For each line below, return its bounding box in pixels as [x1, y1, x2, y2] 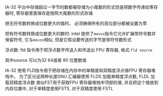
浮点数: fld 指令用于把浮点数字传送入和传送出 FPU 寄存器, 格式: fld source [5, 47, 153, 53]
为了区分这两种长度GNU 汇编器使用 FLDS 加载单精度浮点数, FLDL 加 [18, 74, 155, 79]
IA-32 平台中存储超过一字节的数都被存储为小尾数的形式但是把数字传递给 [5, 4, 150, 10]
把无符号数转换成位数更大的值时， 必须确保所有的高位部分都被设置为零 [5, 21, 147, 26]
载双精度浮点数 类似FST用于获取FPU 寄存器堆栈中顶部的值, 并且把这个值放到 [5, 80, 159, 85]
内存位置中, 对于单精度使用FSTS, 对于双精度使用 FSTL [5, 86, 113, 91]
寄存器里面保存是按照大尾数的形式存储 [16, 10, 93, 16]
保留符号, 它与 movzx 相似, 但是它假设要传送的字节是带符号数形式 [5, 37, 132, 42]
